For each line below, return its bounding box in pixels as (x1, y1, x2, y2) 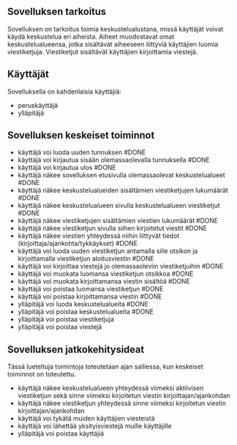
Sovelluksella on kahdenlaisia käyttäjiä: (7, 87, 122, 96)
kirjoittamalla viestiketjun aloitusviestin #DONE (17, 254, 154, 263)
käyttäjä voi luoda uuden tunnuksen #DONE (17, 148, 146, 156)
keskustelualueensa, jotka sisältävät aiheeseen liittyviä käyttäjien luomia (7, 39, 218, 49)
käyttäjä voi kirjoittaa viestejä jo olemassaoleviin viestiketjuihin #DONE (17, 262, 224, 271)
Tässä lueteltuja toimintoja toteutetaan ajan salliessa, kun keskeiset (7, 362, 204, 371)
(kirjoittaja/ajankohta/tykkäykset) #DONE (17, 239, 138, 248)
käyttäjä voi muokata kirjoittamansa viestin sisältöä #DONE (17, 277, 191, 286)
